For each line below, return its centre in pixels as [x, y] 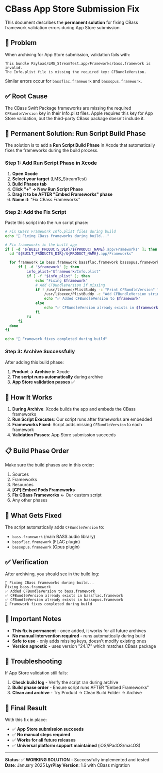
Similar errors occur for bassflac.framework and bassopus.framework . [73, 81]
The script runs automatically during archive [57, 377]
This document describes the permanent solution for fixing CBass [72, 22]
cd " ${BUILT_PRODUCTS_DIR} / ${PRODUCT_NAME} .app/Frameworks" [71, 254]
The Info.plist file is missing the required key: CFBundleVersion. [76, 72]
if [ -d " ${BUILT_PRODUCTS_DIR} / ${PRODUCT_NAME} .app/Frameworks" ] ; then [81, 249]
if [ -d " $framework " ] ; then [48, 267]
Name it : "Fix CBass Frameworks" [46, 199]
